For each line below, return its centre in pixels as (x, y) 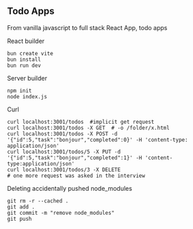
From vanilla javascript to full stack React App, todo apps (87, 27)
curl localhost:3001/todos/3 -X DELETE (64, 170)
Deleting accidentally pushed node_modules (69, 188)
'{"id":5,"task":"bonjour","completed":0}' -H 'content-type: (98, 139)
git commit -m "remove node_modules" (61, 213)
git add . (21, 207)
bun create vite (30, 53)
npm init (20, 91)
